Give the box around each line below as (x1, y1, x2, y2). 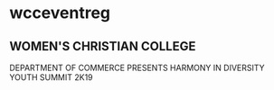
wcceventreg (9, 3, 111, 23)
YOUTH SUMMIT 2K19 (9, 72, 93, 83)
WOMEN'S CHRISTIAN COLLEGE (9, 39, 196, 54)
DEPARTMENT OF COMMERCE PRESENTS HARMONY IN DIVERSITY (9, 62, 265, 73)
